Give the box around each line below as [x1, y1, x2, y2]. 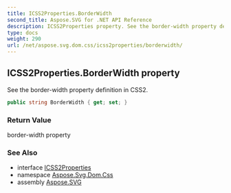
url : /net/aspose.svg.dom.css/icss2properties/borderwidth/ [7, 42, 184, 49]
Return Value [7, 115, 52, 124]
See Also [7, 148, 38, 157]
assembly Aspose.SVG [16, 178, 82, 186]
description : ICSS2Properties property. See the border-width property [7, 23, 217, 30]
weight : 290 [7, 36, 41, 43]
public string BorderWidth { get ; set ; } [7, 99, 128, 106]
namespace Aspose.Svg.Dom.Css [16, 171, 113, 179]
